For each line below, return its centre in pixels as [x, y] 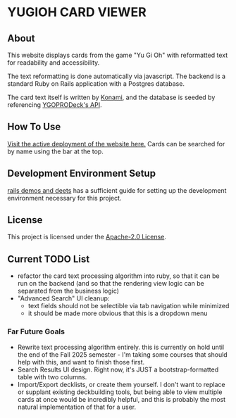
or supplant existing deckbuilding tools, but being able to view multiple [120, 392]
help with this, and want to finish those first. [81, 362]
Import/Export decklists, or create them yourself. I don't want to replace [121, 384]
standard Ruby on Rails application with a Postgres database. [96, 84]
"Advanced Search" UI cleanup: [63, 298]
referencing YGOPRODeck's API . [55, 105]
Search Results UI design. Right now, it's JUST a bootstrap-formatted [118, 369]
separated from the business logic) [68, 291]
